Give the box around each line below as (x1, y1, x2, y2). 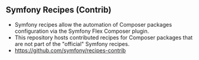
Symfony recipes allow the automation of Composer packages (14, 21, 172, 28)
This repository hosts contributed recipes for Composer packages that (14, 33, 193, 41)
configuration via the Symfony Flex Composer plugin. (14, 27, 149, 35)
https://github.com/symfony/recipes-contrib (14, 47, 126, 54)
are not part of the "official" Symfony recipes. (14, 40, 130, 47)
